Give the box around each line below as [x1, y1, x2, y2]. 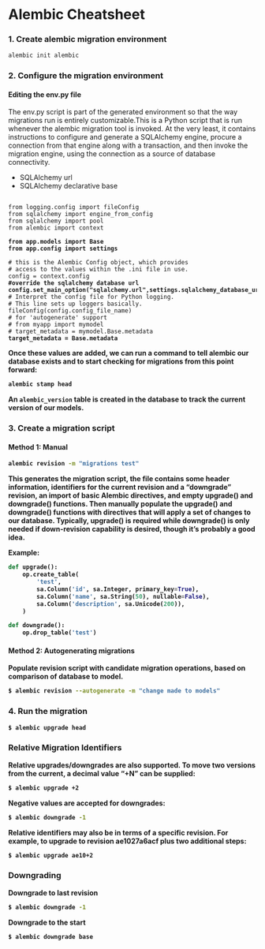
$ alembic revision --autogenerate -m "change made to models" [8, 687, 221, 695]
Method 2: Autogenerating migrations [8, 645, 136, 656]
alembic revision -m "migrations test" [8, 460, 140, 468]
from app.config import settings [8, 245, 118, 253]
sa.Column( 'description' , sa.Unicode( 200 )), [36, 600, 185, 608]
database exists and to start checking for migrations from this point [8, 357, 234, 366]
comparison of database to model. [8, 672, 124, 682]
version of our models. [8, 403, 84, 413]
